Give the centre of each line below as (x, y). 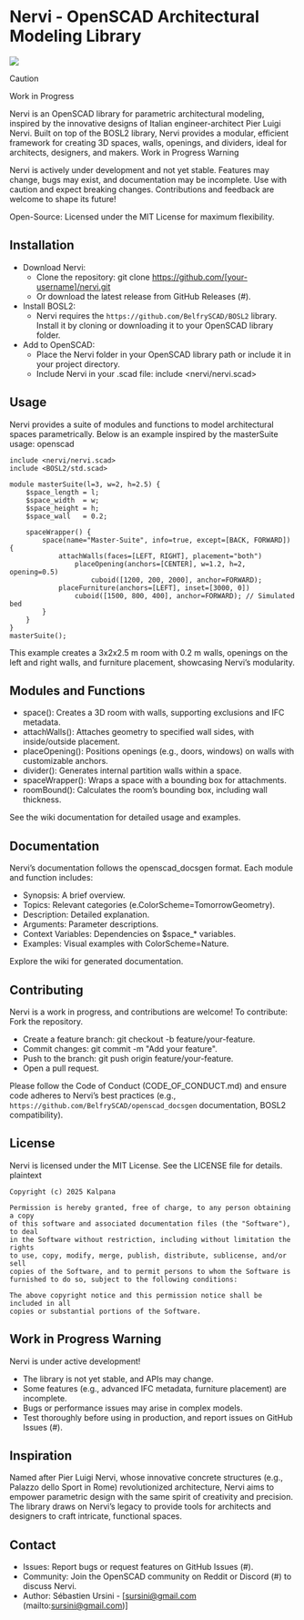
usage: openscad (42, 443)
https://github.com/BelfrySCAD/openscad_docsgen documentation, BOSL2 (148, 1105)
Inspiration (41, 1456)
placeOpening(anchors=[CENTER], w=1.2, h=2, (160, 564)
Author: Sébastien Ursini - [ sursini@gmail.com (110, 1596)
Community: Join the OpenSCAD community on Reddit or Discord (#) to (157, 1576)
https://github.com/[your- (200, 277)
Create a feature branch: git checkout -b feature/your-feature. (139, 1039)
